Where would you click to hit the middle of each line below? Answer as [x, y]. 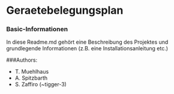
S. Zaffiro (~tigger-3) [41, 84]
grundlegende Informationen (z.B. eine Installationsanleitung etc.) [87, 48]
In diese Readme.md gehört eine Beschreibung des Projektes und [87, 42]
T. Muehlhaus [32, 72]
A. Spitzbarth [31, 78]
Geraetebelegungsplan [65, 10]
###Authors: [22, 60]
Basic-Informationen [37, 29]
